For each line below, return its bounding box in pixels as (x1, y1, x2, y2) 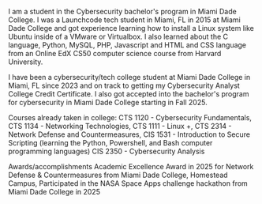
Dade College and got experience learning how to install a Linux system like (8, 24, 254, 32)
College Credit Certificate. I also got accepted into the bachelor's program (8, 89, 249, 98)
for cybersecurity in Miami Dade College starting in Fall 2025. (8, 98, 208, 107)
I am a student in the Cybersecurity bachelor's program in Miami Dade (8, 7, 237, 16)
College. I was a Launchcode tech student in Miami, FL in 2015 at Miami (8, 15, 241, 25)
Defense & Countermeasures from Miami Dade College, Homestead (8, 170, 228, 179)
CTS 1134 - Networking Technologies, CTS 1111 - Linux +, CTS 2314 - (8, 122, 232, 130)
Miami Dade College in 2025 (8, 187, 101, 196)
